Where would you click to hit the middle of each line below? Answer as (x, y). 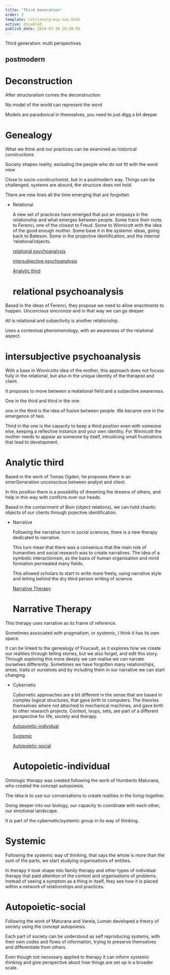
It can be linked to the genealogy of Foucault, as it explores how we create (83, 648)
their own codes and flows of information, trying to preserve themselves (81, 942)
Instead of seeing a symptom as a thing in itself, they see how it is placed (82, 881)
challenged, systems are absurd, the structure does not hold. (69, 185)
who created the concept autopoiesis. (45, 786)
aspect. (13, 336)
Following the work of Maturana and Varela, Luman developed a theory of (82, 921)
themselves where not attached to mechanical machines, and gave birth (88, 706)
